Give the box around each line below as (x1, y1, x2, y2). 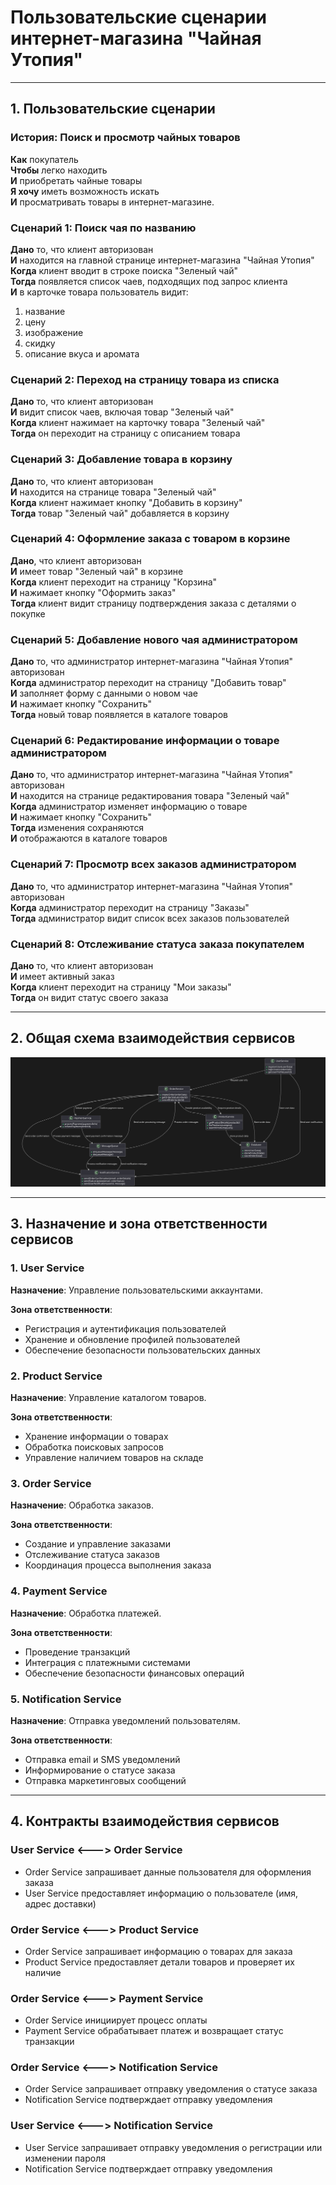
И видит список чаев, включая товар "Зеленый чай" (10, 406, 235, 418)
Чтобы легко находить (10, 164, 108, 176)
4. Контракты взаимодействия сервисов (10, 1813, 280, 1830)
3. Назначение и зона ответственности (10, 1216, 268, 1233)
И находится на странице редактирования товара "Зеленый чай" (10, 790, 290, 802)
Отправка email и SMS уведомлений (24, 1753, 181, 1765)
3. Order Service (10, 1476, 92, 1490)
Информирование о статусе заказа (24, 1764, 176, 1776)
